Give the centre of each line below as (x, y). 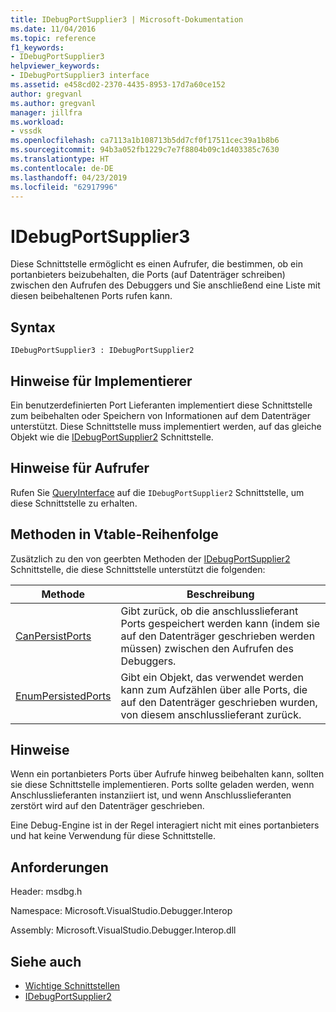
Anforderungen (59, 867)
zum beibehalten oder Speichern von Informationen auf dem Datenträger (160, 415)
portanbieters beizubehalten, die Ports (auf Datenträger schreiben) (148, 275)
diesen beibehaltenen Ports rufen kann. (91, 296)
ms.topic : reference (53, 38)
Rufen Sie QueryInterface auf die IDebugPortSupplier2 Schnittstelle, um (157, 492)
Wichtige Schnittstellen (72, 985)
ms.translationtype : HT (60, 159)
